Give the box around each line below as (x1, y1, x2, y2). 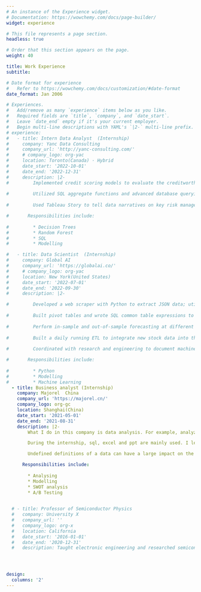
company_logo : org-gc (17, 401, 71, 407)
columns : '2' (11, 577, 44, 583)
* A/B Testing (28, 490, 63, 496)
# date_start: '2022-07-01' (6, 279, 87, 285)
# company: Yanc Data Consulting (6, 141, 100, 147)
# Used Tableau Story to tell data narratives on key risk (6, 202, 178, 209)
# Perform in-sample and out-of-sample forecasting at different (6, 324, 194, 330)
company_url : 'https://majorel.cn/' (17, 396, 109, 402)
